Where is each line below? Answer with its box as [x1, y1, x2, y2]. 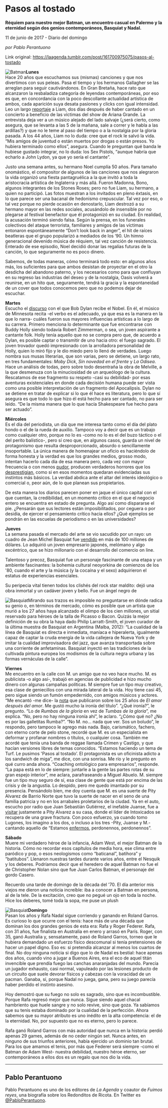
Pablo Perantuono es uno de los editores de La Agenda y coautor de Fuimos [5, 1086, 162, 1092]
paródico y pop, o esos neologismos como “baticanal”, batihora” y [5, 850, 141, 856]
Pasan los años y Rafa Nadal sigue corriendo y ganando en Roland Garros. [5, 912, 159, 918]
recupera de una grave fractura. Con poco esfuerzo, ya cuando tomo [5, 814, 147, 820]
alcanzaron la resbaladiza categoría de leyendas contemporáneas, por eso [5, 90, 159, 96]
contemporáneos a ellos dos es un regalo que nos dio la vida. [5, 1054, 132, 1060]
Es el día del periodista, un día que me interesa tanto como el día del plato [5, 421, 157, 427]
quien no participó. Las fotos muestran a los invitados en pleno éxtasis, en [5, 190, 158, 196]
